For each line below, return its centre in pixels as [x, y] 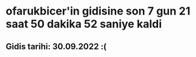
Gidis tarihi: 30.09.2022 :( [56, 46]
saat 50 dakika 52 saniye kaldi [84, 24]
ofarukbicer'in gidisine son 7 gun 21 [98, 11]
